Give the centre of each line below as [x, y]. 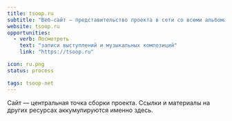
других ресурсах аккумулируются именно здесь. [80, 110]
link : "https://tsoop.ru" [57, 52]
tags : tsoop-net [30, 83]
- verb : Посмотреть [41, 39]
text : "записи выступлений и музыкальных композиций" [98, 45]
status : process [30, 70]
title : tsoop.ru [30, 13]
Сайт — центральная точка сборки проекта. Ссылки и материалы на [109, 102]
